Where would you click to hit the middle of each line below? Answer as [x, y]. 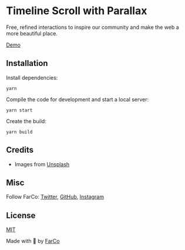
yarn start [19, 110]
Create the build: [26, 121]
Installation [27, 63]
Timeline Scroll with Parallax [77, 11]
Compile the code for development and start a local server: [78, 99]
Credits [20, 150]
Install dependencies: [32, 77]
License [21, 216]
